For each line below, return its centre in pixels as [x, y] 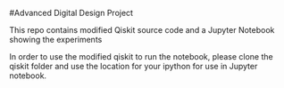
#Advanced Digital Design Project [71, 13]
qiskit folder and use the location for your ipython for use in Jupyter [134, 66]
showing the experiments [56, 40]
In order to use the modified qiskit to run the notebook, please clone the [142, 56]
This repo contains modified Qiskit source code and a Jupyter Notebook [142, 30]
